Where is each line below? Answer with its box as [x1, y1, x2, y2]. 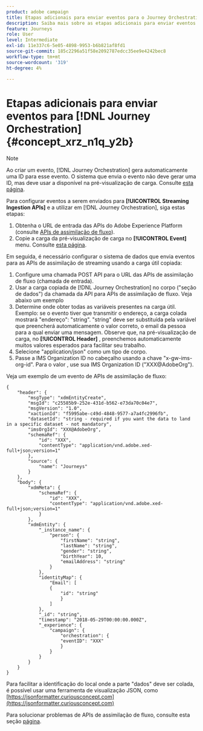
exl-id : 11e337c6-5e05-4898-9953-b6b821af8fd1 [6, 43, 126, 49]
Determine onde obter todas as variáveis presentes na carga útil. [14, 303, 176, 311]
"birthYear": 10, [60, 553, 104, 559]
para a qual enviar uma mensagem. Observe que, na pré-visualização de [14, 329, 196, 336]
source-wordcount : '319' [6, 59, 69, 65]
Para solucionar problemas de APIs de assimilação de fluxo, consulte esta [6, 711, 190, 719]
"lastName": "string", [60, 543, 118, 549]
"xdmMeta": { [28, 485, 61, 491]
